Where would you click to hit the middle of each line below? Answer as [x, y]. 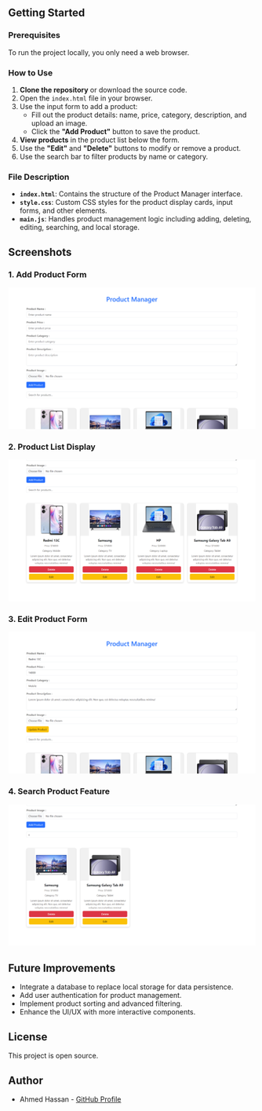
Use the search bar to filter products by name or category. [114, 156]
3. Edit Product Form [48, 619]
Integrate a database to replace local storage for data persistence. [126, 987]
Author [25, 1080]
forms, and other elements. [63, 210]
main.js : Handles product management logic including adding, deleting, [135, 219]
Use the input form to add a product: [78, 106]
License [28, 1037]
